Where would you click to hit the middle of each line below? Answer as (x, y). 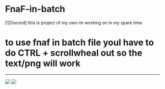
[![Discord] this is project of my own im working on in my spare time (74, 23)
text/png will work (43, 64)
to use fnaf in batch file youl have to (80, 43)
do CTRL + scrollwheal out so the (74, 53)
